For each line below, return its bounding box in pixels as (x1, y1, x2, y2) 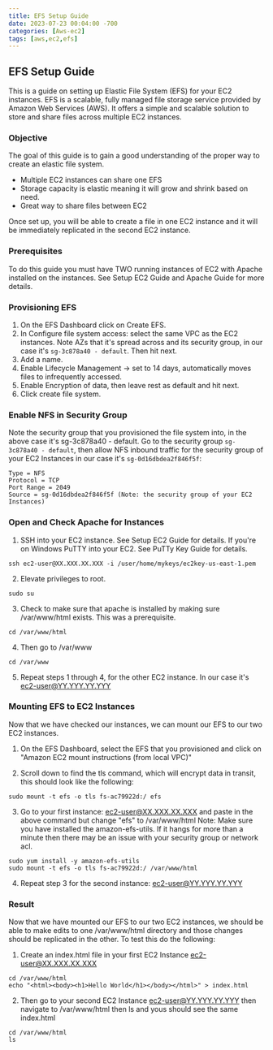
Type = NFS (8, 469, 45, 477)
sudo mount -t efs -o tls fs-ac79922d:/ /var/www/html (8, 864, 198, 872)
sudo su (8, 590, 35, 598)
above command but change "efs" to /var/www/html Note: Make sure (19, 815, 253, 825)
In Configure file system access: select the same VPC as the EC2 (19, 328, 238, 338)
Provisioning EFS (8, 301, 77, 313)
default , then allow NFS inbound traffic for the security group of (48, 445, 264, 455)
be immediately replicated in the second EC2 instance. (8, 225, 191, 235)
